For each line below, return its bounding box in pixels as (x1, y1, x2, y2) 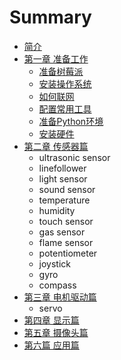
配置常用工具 (38, 102, 92, 115)
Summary (9, 6, 92, 29)
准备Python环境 (38, 115, 104, 127)
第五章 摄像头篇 (23, 326, 89, 338)
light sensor (38, 172, 88, 185)
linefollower (38, 162, 87, 174)
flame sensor (38, 236, 94, 248)
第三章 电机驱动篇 (23, 291, 97, 303)
